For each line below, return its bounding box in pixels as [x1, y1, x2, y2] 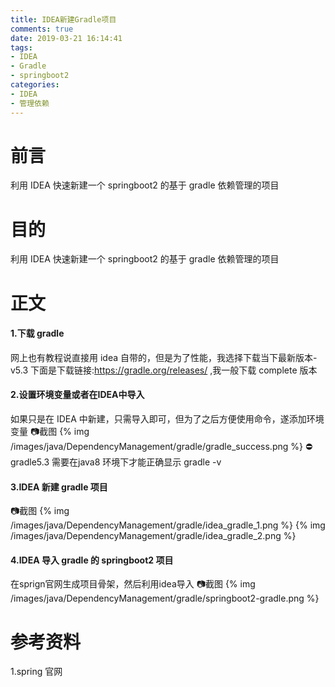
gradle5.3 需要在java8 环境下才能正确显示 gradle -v [10, 456, 222, 468]
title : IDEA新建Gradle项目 [10, 14, 117, 25]
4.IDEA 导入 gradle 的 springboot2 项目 [10, 554, 174, 566]
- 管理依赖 [10, 98, 50, 108]
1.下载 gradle [10, 327, 65, 340]
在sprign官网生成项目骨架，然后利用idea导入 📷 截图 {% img [10, 578, 256, 590]
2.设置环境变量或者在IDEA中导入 [10, 389, 145, 401]
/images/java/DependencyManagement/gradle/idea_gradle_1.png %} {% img [10, 519, 326, 531]
